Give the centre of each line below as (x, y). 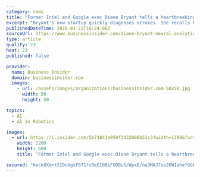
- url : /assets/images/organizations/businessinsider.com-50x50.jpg (104, 89)
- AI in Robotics (33, 121)
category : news (25, 12)
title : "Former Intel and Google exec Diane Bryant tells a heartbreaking (101, 17)
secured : (17, 165)
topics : (16, 110)
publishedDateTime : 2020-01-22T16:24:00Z (58, 28)
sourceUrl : (20, 34)
